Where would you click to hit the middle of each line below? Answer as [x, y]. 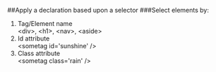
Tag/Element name [45, 23]
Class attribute [39, 53]
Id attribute [34, 38]
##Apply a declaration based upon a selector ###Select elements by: [108, 10]
